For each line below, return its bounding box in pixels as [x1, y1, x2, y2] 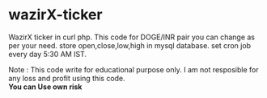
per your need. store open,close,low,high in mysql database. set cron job [8, 40, 252, 50]
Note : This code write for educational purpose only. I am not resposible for [8, 64, 259, 74]
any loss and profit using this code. [8, 73, 125, 83]
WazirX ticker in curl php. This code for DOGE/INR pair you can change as [8, 32, 255, 42]
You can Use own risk [8, 82, 83, 92]
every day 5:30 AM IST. [8, 49, 87, 59]
